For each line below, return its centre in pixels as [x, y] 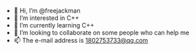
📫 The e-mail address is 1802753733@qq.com [81, 40]
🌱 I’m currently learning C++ [54, 25]
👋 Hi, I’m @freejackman [47, 11]
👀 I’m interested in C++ [46, 18]
